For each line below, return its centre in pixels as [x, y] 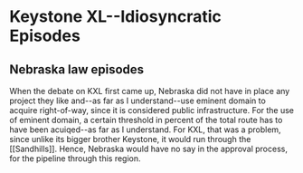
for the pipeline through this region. [76, 159]
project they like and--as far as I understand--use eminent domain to [138, 101]
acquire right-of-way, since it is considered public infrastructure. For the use [152, 110]
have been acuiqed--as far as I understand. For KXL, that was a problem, [146, 130]
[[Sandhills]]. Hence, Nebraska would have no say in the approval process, [148, 149]
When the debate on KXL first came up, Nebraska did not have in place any [150, 91]
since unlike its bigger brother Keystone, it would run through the [130, 139]
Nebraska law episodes [77, 69]
